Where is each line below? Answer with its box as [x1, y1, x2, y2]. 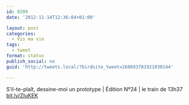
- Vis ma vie [11, 36, 45, 42]
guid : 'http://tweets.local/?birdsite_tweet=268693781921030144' [6, 64, 173, 70]
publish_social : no [6, 58, 55, 64]
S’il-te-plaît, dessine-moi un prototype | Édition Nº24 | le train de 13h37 [6, 85, 183, 92]
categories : [6, 30, 36, 36]
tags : [6, 42, 20, 48]
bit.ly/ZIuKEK [6, 92, 39, 99]
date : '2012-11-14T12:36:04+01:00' [6, 14, 96, 20]
